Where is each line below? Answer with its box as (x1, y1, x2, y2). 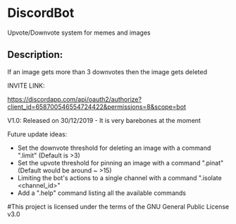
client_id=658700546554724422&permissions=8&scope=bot (7, 102, 187, 111)
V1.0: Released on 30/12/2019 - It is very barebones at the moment (7, 116, 201, 124)
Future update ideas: (7, 129, 68, 138)
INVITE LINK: (7, 81, 45, 90)
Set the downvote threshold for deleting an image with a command (17, 143, 211, 152)
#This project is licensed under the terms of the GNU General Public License (7, 202, 230, 211)
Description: (7, 49, 63, 61)
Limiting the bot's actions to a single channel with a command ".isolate (17, 173, 222, 182)
